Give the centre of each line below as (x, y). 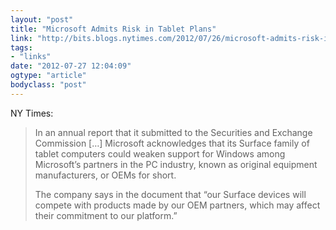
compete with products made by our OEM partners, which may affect (177, 205)
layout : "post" (42, 19)
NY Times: (32, 113)
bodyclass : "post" (48, 85)
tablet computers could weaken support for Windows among (160, 153)
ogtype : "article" (48, 76)
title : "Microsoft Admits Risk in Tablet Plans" (113, 29)
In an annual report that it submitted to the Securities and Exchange (173, 132)
